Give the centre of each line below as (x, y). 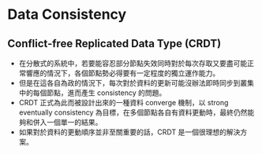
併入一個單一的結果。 (67, 122)
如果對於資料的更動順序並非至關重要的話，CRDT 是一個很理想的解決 (129, 132)
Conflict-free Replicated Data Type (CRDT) (114, 44)
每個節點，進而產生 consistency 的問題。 (99, 93)
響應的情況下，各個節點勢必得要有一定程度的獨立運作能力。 (123, 73)
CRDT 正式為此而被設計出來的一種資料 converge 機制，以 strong (124, 103)
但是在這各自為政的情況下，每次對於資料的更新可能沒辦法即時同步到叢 (133, 83)
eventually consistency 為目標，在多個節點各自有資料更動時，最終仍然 (133, 112)
